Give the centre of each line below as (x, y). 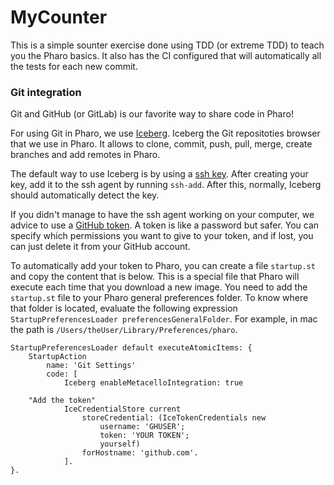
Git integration (46, 92)
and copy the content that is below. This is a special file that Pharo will (155, 277)
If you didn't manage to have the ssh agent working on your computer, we (162, 215)
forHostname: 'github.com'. (140, 453)
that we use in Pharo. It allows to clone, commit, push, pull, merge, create (161, 144)
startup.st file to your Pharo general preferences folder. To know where (159, 298)
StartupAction (57, 357)
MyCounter (59, 17)
